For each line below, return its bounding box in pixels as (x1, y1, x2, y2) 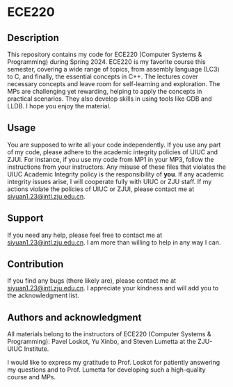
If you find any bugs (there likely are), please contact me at (7, 277, 176, 285)
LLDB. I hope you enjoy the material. (7, 102, 111, 110)
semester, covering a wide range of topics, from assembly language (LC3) (7, 65, 220, 73)
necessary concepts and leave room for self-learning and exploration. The (7, 80, 220, 88)
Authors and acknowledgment (7, 311, 142, 323)
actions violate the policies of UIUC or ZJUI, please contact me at (7, 185, 195, 193)
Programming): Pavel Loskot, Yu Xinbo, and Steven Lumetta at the (7, 338, 196, 346)
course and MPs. (7, 373, 56, 381)
